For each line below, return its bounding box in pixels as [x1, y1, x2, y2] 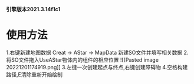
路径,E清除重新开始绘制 [6, 70, 63, 78]
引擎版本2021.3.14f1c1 [6, 6, 61, 12]
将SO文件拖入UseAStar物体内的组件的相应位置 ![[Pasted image [6, 56, 159, 63]
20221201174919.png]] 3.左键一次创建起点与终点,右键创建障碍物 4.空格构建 [6, 63, 188, 70]
